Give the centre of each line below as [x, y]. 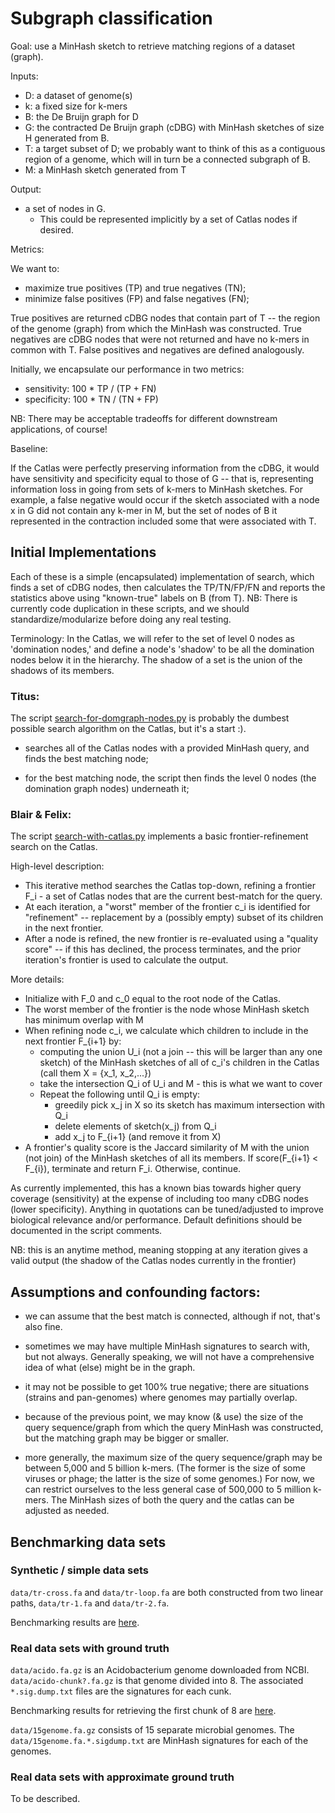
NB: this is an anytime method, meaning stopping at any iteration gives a [159, 1250]
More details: [37, 979]
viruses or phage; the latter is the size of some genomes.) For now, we [169, 1479]
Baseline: [29, 448]
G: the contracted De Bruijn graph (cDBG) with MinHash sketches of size [174, 127]
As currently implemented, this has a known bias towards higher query [156, 1188]
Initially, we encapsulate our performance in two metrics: [127, 369]
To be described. [45, 1799]
